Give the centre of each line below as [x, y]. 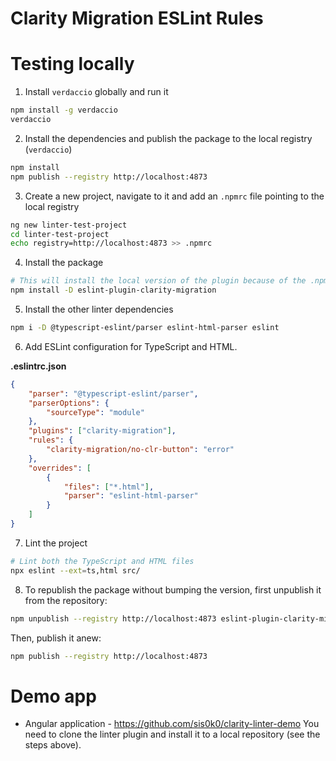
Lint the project [56, 543]
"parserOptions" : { [69, 403]
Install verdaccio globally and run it [96, 92]
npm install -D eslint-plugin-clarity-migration [113, 290]
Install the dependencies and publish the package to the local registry [168, 138]
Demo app [53, 696]
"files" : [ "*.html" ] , [109, 487]
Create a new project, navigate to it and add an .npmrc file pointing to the [174, 196]
